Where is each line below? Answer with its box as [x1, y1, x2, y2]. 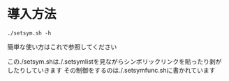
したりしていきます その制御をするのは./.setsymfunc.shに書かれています [7, 66, 216, 74]
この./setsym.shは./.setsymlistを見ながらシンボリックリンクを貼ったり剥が [7, 57, 222, 66]
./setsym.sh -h [7, 29, 52, 37]
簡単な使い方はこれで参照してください [7, 42, 117, 51]
